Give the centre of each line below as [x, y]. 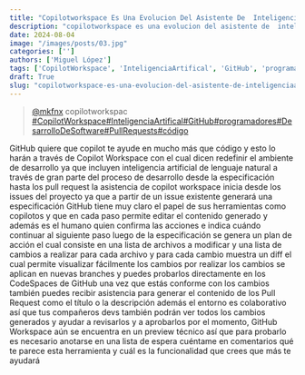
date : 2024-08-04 [42, 35]
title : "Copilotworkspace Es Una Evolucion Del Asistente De [128, 18]
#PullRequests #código [146, 130]
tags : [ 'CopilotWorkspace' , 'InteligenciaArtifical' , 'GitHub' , [133, 69]
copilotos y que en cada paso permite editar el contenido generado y [138, 215]
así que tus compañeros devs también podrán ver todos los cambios [138, 312]
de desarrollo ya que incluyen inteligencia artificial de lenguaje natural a [144, 167]
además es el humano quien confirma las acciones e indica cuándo [135, 225]
